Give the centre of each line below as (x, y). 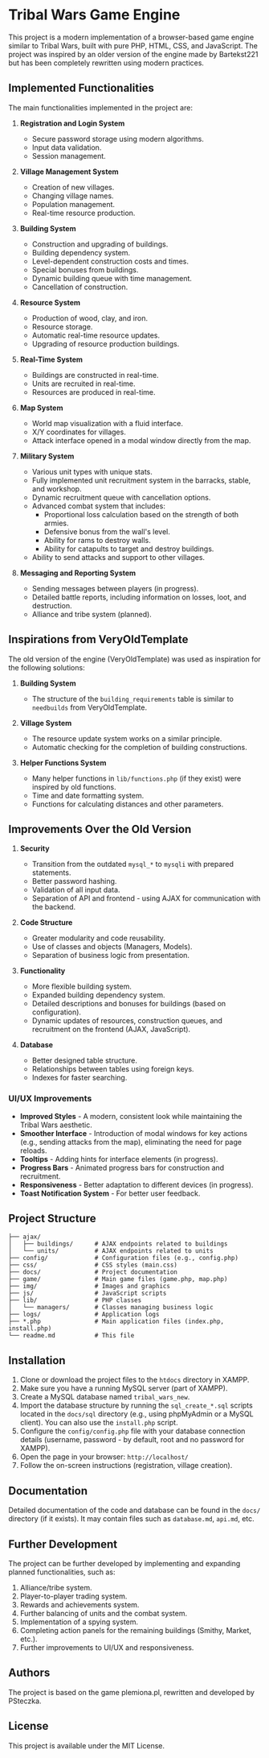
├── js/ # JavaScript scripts (88, 1294)
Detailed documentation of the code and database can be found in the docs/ (134, 1510)
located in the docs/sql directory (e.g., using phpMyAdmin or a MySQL (137, 1414)
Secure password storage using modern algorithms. (118, 139)
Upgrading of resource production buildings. (106, 343)
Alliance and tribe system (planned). (92, 614)
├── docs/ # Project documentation (93, 1272)
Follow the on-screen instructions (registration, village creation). (126, 1466)
